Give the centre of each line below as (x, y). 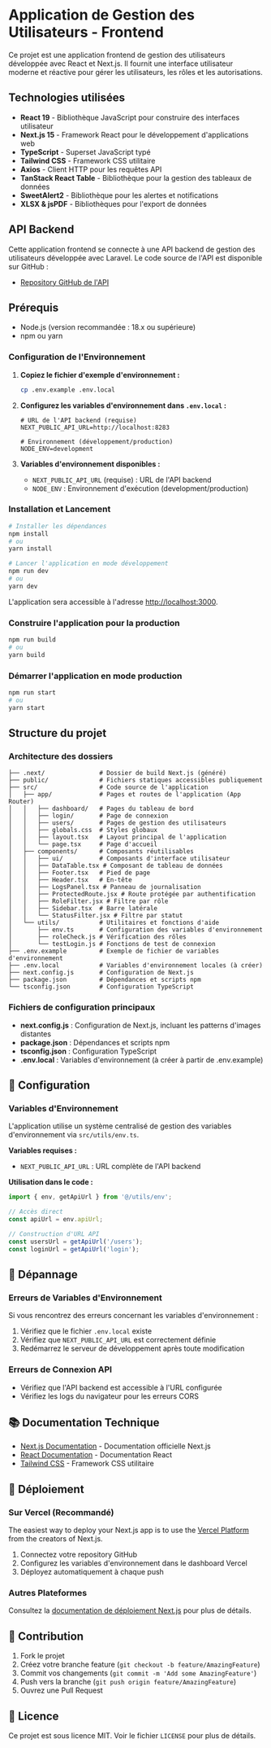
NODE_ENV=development (56, 449)
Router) (22, 802)
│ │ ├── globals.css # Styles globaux (83, 830)
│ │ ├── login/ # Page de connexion (88, 816)
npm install (28, 534)
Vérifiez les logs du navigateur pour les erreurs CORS (109, 1396)
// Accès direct (36, 1212)
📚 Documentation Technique (84, 1422)
